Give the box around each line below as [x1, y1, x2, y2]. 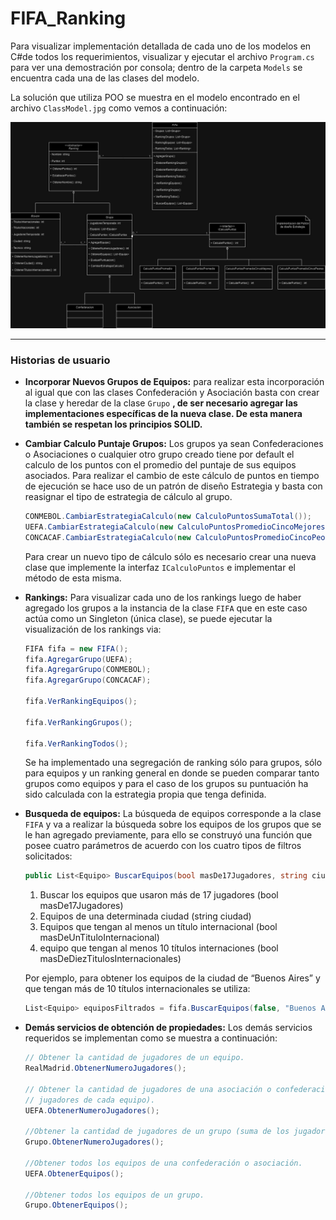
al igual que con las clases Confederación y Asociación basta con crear [24, 387, 320, 398]
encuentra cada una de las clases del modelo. [10, 72, 200, 84]
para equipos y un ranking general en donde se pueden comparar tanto [24, 767, 320, 779]
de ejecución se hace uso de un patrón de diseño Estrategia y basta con [24, 480, 323, 492]
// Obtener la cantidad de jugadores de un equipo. [24, 1053, 245, 1063]
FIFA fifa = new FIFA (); [24, 643, 129, 654]
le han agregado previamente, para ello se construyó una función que [24, 829, 313, 841]
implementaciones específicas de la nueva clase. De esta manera [24, 408, 303, 419]
